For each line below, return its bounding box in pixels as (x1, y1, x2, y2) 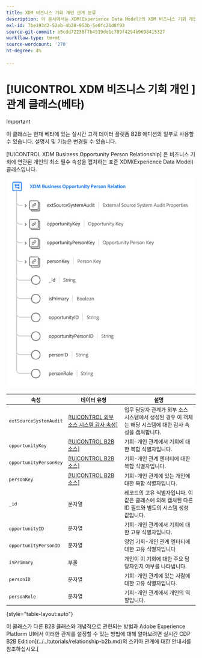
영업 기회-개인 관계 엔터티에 (124, 538, 191, 545)
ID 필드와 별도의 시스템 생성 (124, 504, 189, 511)
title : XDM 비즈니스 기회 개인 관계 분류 (6, 10, 96, 16)
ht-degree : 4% (6, 48, 42, 54)
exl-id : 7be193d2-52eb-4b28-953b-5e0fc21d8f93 (6, 22, 125, 28)
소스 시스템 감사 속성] (68, 421, 118, 428)
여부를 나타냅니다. (145, 562, 187, 570)
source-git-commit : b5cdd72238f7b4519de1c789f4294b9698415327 (6, 29, 165, 35)
